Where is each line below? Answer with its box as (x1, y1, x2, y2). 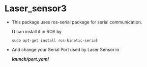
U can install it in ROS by (11, 28, 62, 34)
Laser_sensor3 (4, 3, 67, 14)
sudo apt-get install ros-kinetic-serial (11, 38, 98, 43)
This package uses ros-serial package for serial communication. (11, 19, 142, 25)
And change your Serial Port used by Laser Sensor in (11, 46, 119, 52)
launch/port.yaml (11, 56, 49, 62)
